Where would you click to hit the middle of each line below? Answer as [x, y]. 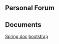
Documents [23, 25]
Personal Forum [30, 8]
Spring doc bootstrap [27, 37]
